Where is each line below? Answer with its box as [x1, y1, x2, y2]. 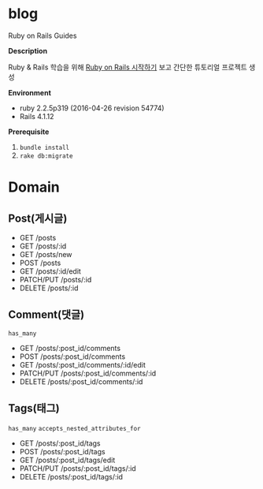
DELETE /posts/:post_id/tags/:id [19, 472, 124, 481]
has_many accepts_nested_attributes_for [8, 424, 141, 432]
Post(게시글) [8, 211, 68, 225]
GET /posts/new [19, 249, 72, 259]
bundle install [19, 144, 70, 151]
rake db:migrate [19, 151, 73, 160]
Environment [8, 88, 51, 97]
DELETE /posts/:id [19, 283, 79, 293]
